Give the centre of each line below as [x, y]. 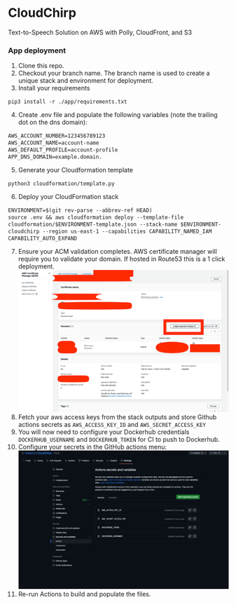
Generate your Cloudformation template [76, 170]
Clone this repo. [41, 66]
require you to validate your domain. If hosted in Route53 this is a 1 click [122, 259]
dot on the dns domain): [53, 122]
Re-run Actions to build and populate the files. [84, 594]
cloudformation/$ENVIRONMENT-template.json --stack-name [93, 225]
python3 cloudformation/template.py [61, 184]
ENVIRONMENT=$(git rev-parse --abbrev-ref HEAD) [80, 211]
